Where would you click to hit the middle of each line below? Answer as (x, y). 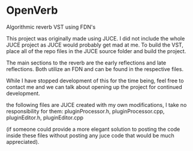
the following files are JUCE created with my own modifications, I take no (96, 104)
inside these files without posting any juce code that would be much (91, 135)
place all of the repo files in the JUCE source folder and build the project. (96, 51)
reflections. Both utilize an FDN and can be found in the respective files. (95, 69)
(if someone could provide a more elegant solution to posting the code (93, 129)
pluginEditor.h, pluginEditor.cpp (45, 118)
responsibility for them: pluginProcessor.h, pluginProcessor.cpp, (85, 111)
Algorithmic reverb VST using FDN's (51, 27)
